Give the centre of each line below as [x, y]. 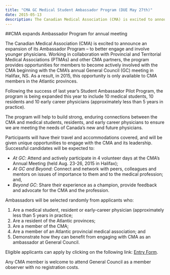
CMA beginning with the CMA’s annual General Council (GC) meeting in [79, 70]
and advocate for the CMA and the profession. [61, 190]
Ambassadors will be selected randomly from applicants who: [70, 200]
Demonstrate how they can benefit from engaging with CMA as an [81, 237]
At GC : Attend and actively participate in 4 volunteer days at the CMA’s [86, 158]
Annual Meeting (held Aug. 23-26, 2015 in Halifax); [65, 164]
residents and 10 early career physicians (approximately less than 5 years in [84, 102]
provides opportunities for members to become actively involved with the [81, 65]
